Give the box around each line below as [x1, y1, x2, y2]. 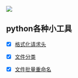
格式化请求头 [14, 40, 46, 47]
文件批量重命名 [14, 66, 51, 73]
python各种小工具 [6, 24, 72, 34]
